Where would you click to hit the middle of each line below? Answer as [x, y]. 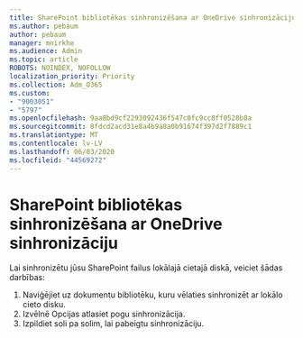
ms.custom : [30, 93]
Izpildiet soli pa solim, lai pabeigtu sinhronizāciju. [113, 324]
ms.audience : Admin [46, 51]
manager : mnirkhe [42, 43]
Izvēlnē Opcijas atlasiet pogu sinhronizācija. [104, 314]
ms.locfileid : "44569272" [58, 160]
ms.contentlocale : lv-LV [56, 143]
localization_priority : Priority [72, 77]
